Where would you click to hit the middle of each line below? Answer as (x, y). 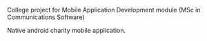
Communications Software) (46, 17)
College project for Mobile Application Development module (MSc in (104, 10)
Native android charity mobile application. (67, 30)
